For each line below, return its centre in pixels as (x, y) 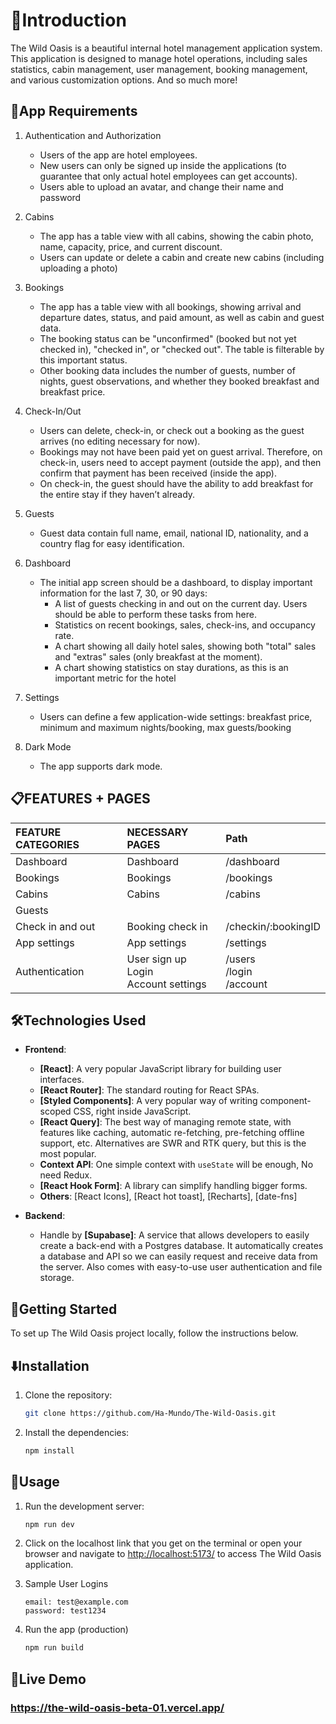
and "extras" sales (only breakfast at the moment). (158, 656)
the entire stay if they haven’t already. (117, 494)
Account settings (166, 984)
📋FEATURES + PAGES (80, 799)
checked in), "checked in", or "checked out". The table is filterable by (182, 349)
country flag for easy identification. (112, 543)
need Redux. (66, 1175)
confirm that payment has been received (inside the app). (158, 473)
